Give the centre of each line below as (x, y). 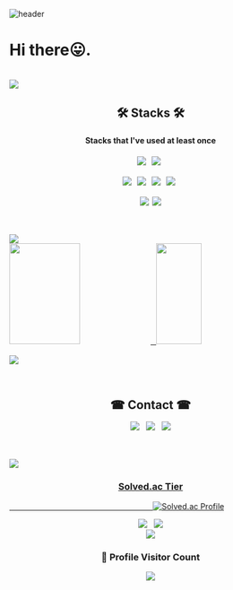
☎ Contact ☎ (151, 405)
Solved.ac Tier (151, 487)
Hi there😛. (50, 50)
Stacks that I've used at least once (151, 140)
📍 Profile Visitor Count (151, 557)
